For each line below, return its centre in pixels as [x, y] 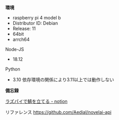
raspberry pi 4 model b [37, 18]
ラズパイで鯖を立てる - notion [36, 101]
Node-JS [15, 49]
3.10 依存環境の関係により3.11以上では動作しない [63, 80]
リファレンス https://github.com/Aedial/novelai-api [58, 112]
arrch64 [21, 39]
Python [13, 69]
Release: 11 [24, 29]
